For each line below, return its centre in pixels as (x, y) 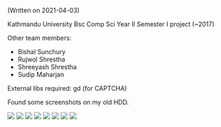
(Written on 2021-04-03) (44, 10)
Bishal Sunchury (42, 52)
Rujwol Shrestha (41, 59)
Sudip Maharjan (41, 75)
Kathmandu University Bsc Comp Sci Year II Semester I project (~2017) (111, 24)
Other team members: (39, 38)
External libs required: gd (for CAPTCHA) (67, 88)
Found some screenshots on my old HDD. (68, 102)
